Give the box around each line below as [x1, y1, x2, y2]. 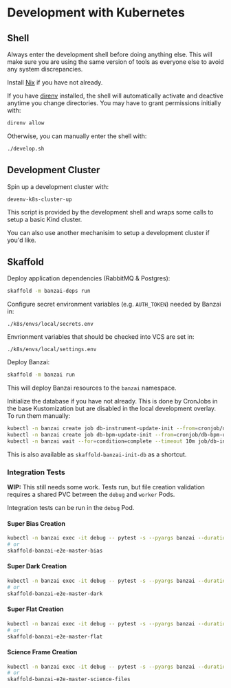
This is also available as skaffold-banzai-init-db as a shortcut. [7, 450, 187, 458]
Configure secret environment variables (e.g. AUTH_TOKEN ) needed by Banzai [7, 300, 221, 309]
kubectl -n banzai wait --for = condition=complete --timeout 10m [7, 438, 195, 445]
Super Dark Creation [7, 562, 67, 570]
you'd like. [7, 236, 36, 245]
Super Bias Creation [7, 519, 65, 527]
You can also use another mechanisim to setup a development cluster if [7, 229, 210, 237]
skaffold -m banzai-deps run [7, 287, 91, 295]
